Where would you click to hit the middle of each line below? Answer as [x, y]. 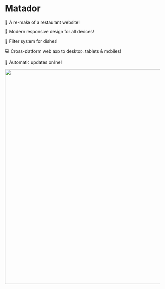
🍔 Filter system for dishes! [31, 41]
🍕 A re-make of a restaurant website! [42, 22]
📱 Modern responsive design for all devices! [50, 31]
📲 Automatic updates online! [34, 62]
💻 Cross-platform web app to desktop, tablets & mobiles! [63, 51]
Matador [23, 9]
